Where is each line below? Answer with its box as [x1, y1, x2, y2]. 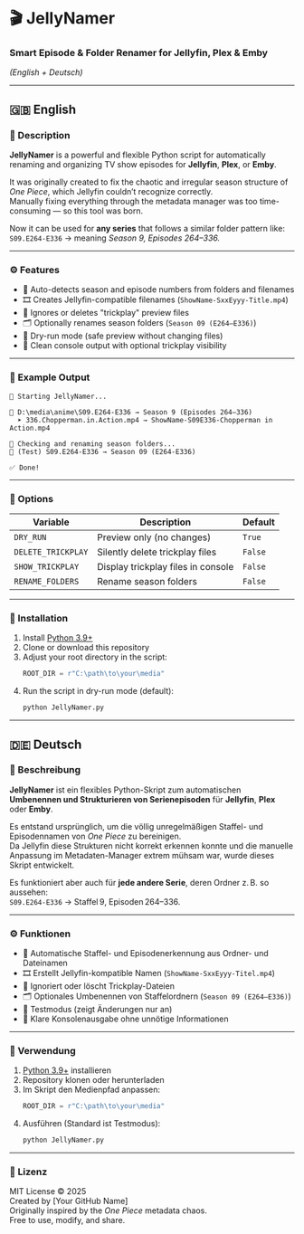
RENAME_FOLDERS [14, 576, 80, 587]
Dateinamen [22, 957, 68, 969]
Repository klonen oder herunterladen [22, 1075, 165, 1086]
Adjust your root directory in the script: [22, 651, 167, 662]
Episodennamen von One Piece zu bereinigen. [9, 831, 182, 841]
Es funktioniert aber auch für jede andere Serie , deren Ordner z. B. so [9, 877, 270, 888]
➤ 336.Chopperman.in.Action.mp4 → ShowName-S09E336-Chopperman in [17, 415, 273, 424]
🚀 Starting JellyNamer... [9, 392, 107, 401]
